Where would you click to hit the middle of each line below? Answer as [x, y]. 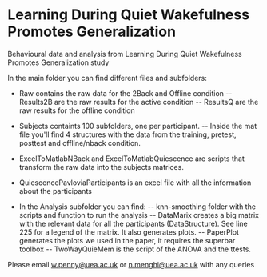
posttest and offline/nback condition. [80, 143]
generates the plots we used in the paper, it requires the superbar [127, 240]
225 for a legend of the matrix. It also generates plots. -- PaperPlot [129, 232]
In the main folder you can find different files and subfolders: [107, 78]
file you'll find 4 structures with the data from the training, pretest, [128, 134]
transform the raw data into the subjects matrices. [102, 167]
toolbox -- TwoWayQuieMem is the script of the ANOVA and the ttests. [135, 249]
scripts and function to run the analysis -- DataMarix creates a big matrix [139, 215]
